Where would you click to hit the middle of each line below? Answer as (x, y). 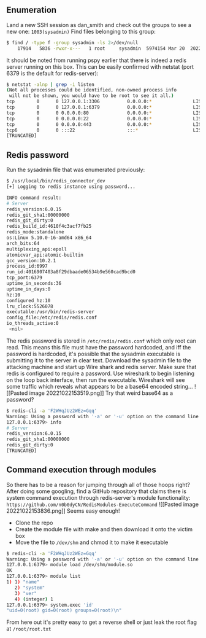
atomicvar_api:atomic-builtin (45, 255)
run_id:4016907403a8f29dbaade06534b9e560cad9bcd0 (71, 272)
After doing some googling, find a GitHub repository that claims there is (97, 491)
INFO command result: (34, 198)
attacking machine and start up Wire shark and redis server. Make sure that (101, 367)
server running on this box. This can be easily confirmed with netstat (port (100, 66)
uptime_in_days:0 (29, 289)
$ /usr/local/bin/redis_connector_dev (56, 181)
